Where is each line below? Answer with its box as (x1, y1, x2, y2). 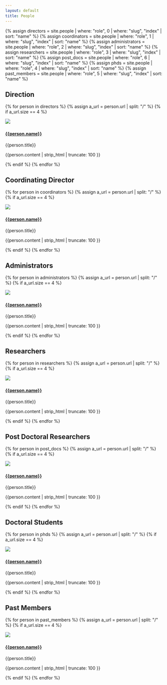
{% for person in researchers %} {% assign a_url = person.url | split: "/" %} (5, 360, 160, 366)
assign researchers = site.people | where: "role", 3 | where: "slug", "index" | (5, 49, 161, 55)
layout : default (5, 8, 39, 13)
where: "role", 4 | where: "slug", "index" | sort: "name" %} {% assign (5, 65, 146, 71)
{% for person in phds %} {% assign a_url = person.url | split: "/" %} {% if (5, 532, 157, 538)
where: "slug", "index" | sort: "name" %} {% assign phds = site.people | (5, 60, 152, 66)
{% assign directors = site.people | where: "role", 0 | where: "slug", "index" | (5, 28, 162, 34)
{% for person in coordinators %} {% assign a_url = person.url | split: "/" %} (5, 189, 161, 195)
